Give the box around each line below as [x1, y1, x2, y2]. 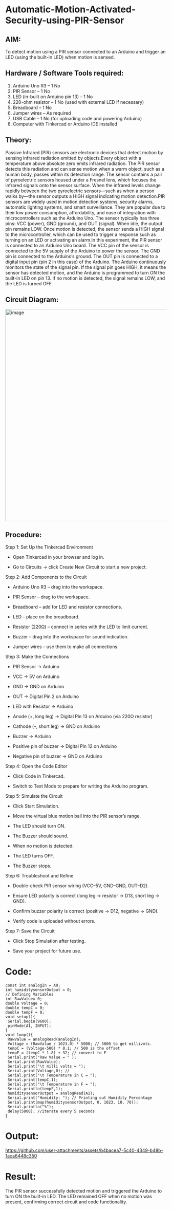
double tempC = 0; [5, 1005, 45, 1011]
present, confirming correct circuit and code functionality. [5, 1199, 127, 1205]
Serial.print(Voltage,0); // [7, 1068, 70, 1074]
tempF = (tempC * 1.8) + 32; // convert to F [7, 1050, 106, 1056]
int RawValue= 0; [5, 996, 42, 1002]
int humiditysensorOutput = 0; [5, 987, 72, 993]
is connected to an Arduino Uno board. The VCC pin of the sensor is [5, 242, 149, 248]
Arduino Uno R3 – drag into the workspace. [12, 584, 104, 590]
